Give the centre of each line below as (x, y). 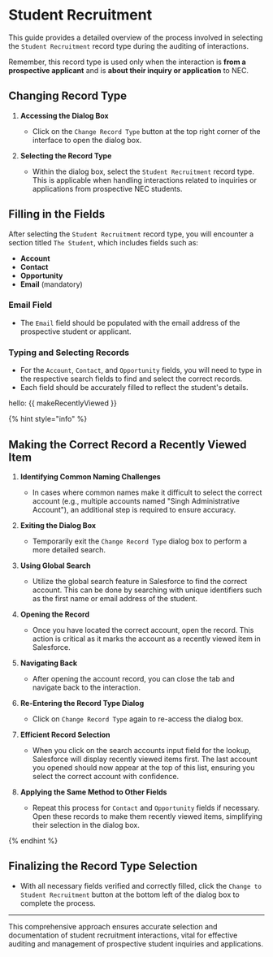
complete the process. (58, 903)
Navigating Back (49, 663)
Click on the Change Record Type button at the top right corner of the (146, 131)
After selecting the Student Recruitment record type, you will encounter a (131, 234)
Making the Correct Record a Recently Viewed (128, 444)
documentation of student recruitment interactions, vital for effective (123, 935)
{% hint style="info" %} (48, 419)
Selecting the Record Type (66, 155)
